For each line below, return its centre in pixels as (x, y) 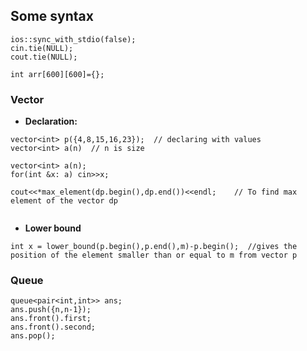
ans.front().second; (53, 327)
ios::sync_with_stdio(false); (73, 39)
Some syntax (52, 16)
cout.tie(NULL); (44, 57)
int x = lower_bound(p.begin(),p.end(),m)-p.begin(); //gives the (154, 247)
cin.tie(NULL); (42, 48)
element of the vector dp (64, 201)
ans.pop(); (33, 336)
